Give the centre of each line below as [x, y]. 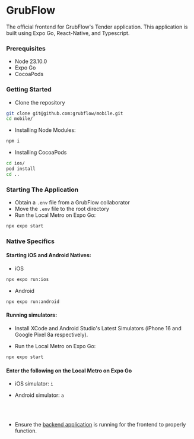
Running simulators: [32, 315]
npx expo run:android [33, 301]
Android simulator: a [39, 395]
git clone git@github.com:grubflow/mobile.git [65, 113]
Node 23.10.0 [31, 61]
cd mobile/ [20, 119]
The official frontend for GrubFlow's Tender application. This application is [97, 27]
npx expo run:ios [28, 280]
